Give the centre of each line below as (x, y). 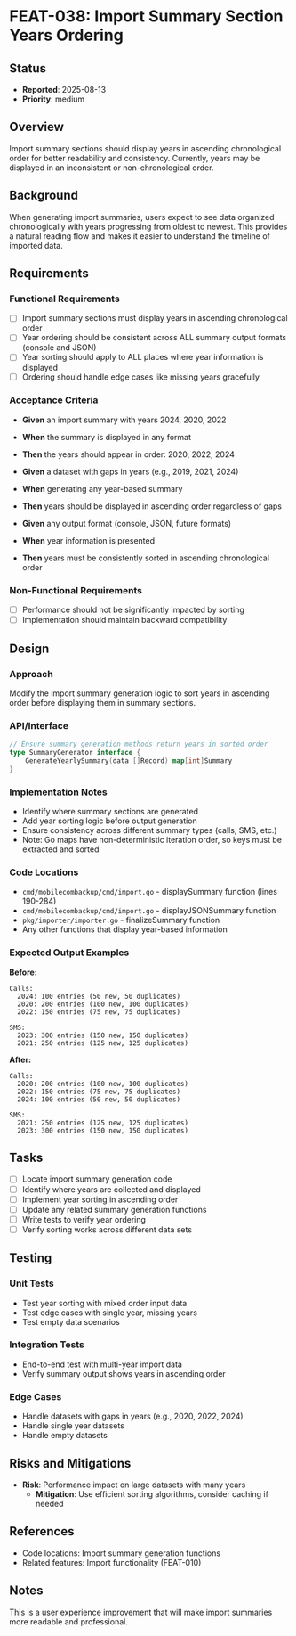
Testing (31, 1258)
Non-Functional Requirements (76, 590)
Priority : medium (53, 99)
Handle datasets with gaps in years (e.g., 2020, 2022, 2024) (132, 1416)
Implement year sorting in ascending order (100, 1199)
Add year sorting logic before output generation (109, 821)
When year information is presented (88, 540)
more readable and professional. (69, 1621)
